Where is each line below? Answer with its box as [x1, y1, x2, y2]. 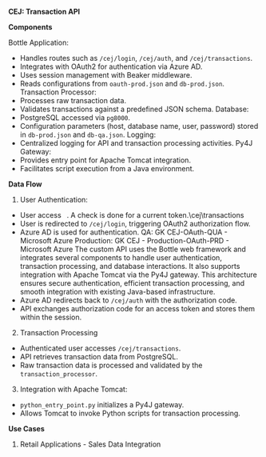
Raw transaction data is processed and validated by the [19, 360, 203, 370]
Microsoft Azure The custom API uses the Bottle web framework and [19, 244, 246, 254]
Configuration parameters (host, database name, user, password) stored [19, 122, 259, 130]
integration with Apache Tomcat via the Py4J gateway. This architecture [19, 270, 257, 279]
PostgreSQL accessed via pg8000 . [19, 113, 130, 122]
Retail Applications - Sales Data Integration [19, 439, 161, 449]
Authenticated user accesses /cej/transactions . [19, 343, 181, 353]
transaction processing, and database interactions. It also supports [19, 262, 240, 271]
